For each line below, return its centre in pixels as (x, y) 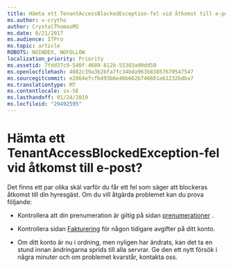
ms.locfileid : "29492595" (44, 104)
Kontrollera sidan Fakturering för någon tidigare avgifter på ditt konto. (116, 228)
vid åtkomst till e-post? (75, 168)
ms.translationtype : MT (42, 85)
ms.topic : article (34, 46)
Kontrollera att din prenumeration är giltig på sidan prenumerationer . (115, 215)
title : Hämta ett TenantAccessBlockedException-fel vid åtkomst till (110, 14)
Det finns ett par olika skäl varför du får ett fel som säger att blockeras (107, 187)
